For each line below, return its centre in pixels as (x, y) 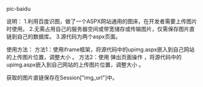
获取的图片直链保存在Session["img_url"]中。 (62, 78)
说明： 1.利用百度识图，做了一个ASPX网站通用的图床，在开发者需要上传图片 (102, 21)
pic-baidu (19, 9)
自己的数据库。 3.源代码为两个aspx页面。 (69, 37)
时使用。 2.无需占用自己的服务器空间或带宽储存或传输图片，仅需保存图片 (98, 29)
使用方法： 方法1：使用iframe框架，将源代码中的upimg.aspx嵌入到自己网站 (101, 49)
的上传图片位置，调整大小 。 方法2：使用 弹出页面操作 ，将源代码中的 (94, 57)
